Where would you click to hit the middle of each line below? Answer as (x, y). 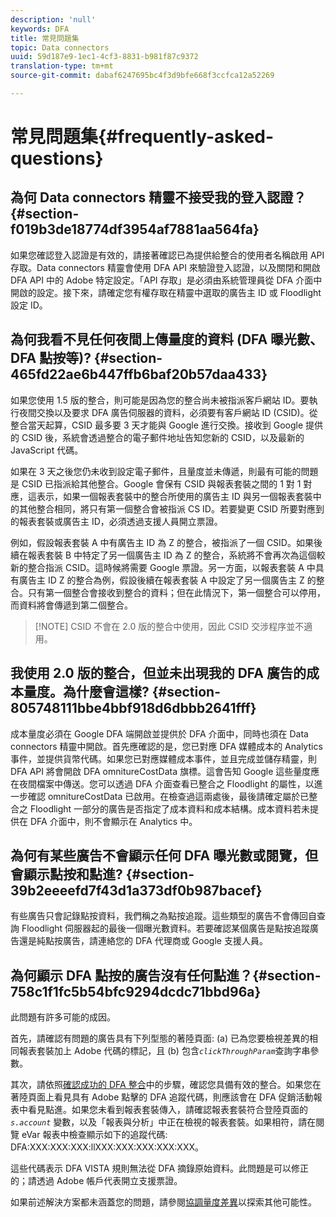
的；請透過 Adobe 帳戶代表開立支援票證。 (96, 1181)
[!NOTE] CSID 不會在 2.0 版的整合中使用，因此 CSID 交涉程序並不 (169, 626)
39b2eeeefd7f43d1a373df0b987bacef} (136, 890)
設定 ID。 (29, 305)
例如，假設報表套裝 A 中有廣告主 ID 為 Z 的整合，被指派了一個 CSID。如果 (162, 542)
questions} (57, 158)
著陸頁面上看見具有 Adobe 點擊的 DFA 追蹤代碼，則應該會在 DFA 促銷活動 (162, 1097)
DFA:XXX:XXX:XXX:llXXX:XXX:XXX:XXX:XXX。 (107, 1147)
